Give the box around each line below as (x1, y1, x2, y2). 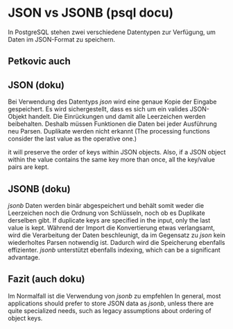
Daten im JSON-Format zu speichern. (8, 35, 115, 43)
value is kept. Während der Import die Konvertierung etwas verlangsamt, (8, 223, 216, 232)
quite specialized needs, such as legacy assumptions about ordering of (8, 306, 212, 314)
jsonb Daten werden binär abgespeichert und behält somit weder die (8, 201, 204, 209)
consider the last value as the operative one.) (8, 134, 137, 143)
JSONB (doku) (8, 183, 71, 195)
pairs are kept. (8, 163, 49, 171)
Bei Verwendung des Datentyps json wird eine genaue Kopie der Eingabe (8, 97, 217, 106)
